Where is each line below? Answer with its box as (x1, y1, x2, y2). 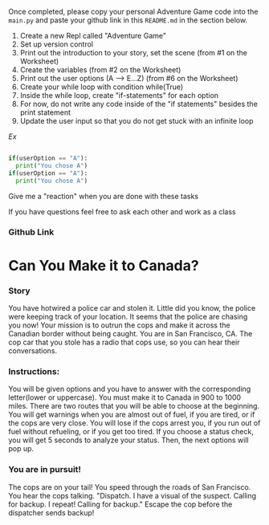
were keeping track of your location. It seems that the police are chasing (8, 311, 248, 321)
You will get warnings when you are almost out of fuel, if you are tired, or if (8, 409, 255, 420)
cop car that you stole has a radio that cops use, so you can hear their (8, 337, 240, 347)
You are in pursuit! (8, 464, 82, 475)
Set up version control (19, 39, 94, 49)
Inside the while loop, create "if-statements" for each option (19, 91, 219, 100)
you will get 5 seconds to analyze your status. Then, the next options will (8, 435, 249, 445)
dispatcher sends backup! (8, 507, 95, 517)
